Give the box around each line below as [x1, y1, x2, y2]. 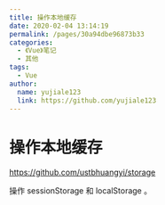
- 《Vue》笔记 [17, 46, 57, 55]
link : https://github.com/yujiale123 [17, 95, 157, 105]
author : [9, 79, 38, 88]
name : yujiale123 [17, 87, 82, 96]
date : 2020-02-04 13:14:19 [9, 21, 109, 30]
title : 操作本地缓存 [9, 12, 77, 22]
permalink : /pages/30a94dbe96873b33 [9, 29, 145, 38]
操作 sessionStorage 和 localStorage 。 [9, 185, 153, 196]
